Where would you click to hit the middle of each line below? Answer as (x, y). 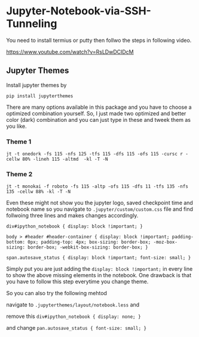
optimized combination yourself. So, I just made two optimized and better (96, 113)
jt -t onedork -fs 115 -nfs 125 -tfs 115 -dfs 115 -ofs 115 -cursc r (95, 154)
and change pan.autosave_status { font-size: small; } (76, 328)
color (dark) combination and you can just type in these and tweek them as (99, 120)
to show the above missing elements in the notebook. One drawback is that (99, 275)
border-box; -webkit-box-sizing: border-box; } (88, 247)
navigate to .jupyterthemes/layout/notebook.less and (73, 305)
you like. (16, 126)
